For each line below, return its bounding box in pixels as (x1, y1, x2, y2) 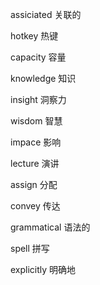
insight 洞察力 (10, 94, 67, 105)
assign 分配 (10, 179, 58, 190)
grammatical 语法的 (10, 221, 91, 233)
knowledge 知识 (10, 73, 77, 84)
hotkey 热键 (10, 30, 59, 42)
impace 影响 (10, 136, 62, 148)
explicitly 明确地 (10, 264, 77, 275)
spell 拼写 (10, 243, 50, 254)
